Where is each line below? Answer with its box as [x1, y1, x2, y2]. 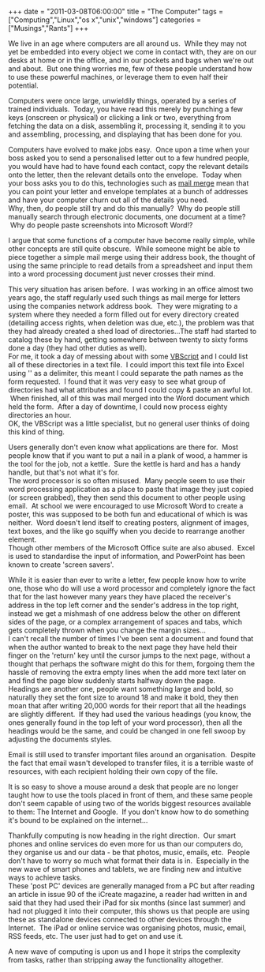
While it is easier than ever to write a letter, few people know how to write [8, 576, 247, 584]
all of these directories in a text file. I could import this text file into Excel [8, 360, 244, 370]
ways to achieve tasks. [8, 873, 83, 882]
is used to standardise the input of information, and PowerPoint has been [8, 552, 246, 561]
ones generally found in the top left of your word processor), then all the [8, 718, 243, 727]
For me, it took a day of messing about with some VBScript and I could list [8, 351, 248, 361]
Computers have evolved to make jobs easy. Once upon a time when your [8, 145, 250, 154]
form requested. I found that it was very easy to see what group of [8, 377, 226, 386]
